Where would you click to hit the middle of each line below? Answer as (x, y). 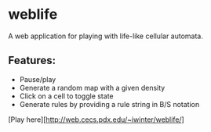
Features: (32, 61)
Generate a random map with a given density (92, 87)
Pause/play (38, 79)
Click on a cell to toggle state (66, 96)
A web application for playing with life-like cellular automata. (106, 36)
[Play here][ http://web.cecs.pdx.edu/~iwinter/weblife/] (96, 120)
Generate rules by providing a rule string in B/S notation (109, 104)
